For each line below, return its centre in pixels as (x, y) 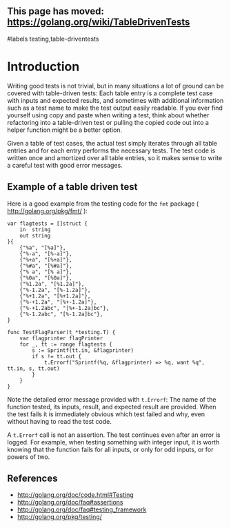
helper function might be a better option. (65, 130)
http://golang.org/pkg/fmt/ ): (48, 211)
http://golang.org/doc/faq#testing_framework (82, 509)
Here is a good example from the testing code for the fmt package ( (103, 204)
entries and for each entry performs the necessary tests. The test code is (111, 150)
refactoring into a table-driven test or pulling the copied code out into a (108, 122)
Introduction (43, 67)
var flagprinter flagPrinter (61, 338)
